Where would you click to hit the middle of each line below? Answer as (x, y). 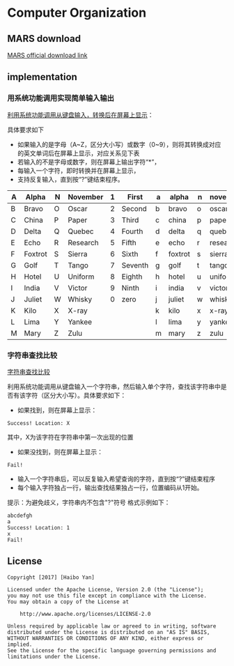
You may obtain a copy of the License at (68, 602)
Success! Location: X (39, 423)
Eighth (132, 277)
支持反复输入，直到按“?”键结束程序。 (70, 179)
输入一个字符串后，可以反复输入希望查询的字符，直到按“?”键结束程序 (116, 479)
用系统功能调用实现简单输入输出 (61, 98)
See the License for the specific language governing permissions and (112, 650)
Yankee (80, 322)
